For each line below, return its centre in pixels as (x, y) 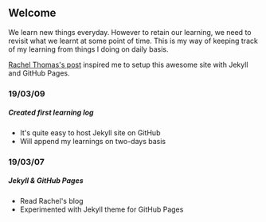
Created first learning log (51, 113)
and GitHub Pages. (39, 73)
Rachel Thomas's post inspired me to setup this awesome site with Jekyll (128, 64)
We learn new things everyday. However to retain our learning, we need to (130, 32)
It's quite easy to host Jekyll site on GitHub (90, 132)
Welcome (32, 13)
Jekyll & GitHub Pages (46, 181)
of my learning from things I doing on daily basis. (88, 49)
